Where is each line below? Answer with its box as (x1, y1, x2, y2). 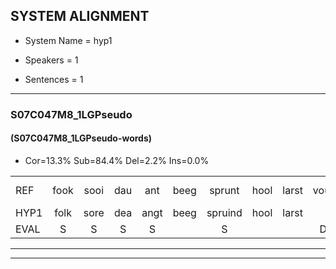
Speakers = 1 (24, 54, 79, 66)
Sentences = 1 (24, 73, 84, 85)
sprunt (209, 183, 240, 197)
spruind (206, 205, 243, 219)
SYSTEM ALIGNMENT (10, 8, 150, 25)
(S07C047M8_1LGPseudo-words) (10, 132, 153, 144)
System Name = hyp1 (24, 34, 113, 46)
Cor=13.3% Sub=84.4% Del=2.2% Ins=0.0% (24, 154, 210, 166)
